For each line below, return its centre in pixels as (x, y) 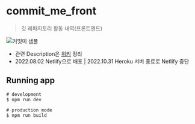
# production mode (29, 110)
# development (24, 94)
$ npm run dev (24, 99)
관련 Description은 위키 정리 (48, 54)
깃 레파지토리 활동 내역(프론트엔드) (62, 28)
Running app (31, 81)
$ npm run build (26, 115)
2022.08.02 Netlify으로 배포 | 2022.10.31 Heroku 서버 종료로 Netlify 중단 (102, 61)
